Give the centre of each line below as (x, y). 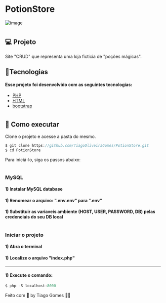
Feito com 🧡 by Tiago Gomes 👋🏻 (38, 295)
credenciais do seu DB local (34, 217)
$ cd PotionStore (23, 150)
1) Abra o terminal (24, 247)
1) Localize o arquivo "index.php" (40, 258)
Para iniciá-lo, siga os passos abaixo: (43, 160)
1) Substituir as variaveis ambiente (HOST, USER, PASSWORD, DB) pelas (80, 212)
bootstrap (22, 106)
